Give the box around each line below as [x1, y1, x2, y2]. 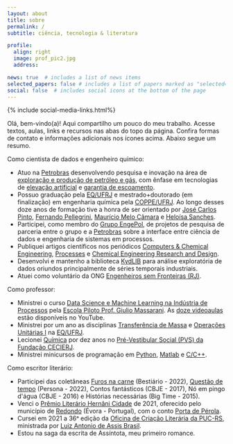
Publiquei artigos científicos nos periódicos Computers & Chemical [17, 242, 209, 251]
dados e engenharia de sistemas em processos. [17, 235, 155, 243]
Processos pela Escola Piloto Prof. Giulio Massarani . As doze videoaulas [17, 306, 223, 315]
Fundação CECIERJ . [17, 343, 75, 352]
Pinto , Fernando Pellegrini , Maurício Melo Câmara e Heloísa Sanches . [17, 213, 216, 221]
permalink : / [7, 23, 45, 30]
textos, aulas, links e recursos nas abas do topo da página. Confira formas [7, 126, 220, 135]
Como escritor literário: [7, 364, 74, 372]
